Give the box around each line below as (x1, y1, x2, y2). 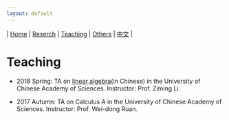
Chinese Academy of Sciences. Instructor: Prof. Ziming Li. (16, 84, 181, 93)
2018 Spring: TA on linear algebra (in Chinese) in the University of (16, 77, 201, 85)
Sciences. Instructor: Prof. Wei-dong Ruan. (16, 104, 138, 113)
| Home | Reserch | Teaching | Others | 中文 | (6, 29, 133, 38)
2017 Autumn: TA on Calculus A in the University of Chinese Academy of (16, 97, 222, 106)
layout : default (6, 10, 53, 17)
